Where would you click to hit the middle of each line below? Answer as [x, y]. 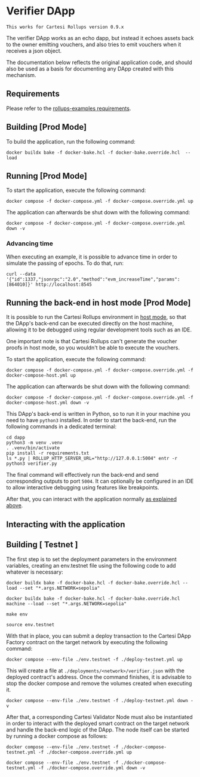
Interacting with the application [66, 524]
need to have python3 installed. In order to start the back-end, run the [91, 421]
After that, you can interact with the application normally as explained [92, 499]
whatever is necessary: [35, 572]
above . [15, 505]
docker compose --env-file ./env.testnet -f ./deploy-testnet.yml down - [100, 700]
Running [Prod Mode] [47, 176]
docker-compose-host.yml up [41, 376]
